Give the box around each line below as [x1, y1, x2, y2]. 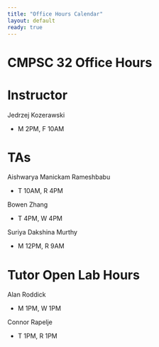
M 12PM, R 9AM [17, 242, 65, 250]
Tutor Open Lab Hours [7, 266, 141, 283]
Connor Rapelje [7, 318, 53, 326]
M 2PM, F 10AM [17, 124, 65, 133]
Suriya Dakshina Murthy [7, 228, 78, 237]
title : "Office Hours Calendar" [7, 10, 103, 18]
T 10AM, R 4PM [17, 187, 64, 195]
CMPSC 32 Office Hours [7, 54, 153, 71]
